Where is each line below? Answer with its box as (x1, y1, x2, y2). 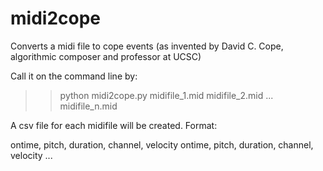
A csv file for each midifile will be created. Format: (10, 119, 218, 131)
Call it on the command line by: (10, 70, 138, 82)
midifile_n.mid (59, 100, 118, 112)
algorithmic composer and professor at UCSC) (10, 50, 202, 62)
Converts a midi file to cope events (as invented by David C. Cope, (10, 40, 284, 52)
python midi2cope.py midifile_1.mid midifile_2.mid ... (59, 89, 274, 101)
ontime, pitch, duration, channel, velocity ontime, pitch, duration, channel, (10, 138, 314, 151)
